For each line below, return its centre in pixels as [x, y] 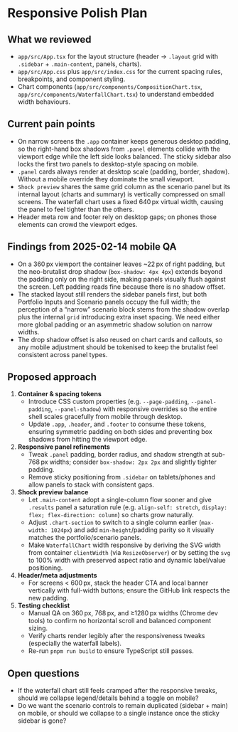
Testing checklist [44, 605]
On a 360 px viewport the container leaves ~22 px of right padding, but [121, 264]
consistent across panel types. [63, 354]
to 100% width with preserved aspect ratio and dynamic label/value [127, 561]
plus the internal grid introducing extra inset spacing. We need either [119, 317]
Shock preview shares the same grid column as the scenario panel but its [124, 186]
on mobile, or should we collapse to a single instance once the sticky [119, 714]
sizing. [38, 628]
